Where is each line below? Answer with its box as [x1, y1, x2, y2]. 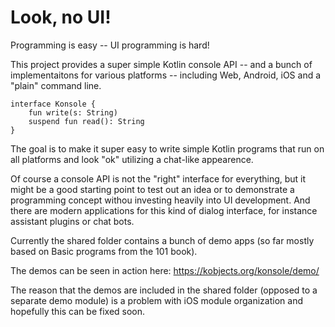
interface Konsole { [10, 99, 97, 109]
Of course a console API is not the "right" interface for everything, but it [10, 172, 307, 185]
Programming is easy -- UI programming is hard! [10, 39, 210, 51]
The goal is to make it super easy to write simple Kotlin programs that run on [10, 142, 325, 155]
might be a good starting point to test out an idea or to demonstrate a [10, 183, 295, 195]
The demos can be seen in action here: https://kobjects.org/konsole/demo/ [10, 264, 320, 276]
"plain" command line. [10, 79, 102, 91]
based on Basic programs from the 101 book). [10, 245, 198, 257]
